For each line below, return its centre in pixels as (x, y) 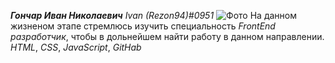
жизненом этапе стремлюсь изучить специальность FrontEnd (143, 26)
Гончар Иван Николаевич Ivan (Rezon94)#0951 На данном (153, 15)
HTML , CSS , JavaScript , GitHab (76, 47)
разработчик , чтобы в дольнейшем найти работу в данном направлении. (167, 36)
